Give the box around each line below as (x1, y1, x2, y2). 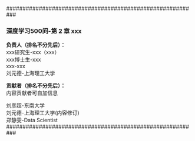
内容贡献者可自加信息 (6, 89, 58, 96)
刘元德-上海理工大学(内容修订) (6, 109, 80, 116)
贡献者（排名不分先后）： (6, 82, 66, 89)
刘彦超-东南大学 (6, 102, 45, 109)
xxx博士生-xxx (6, 56, 41, 63)
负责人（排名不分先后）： (6, 41, 66, 49)
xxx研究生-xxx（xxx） (6, 49, 60, 56)
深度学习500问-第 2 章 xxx (6, 26, 82, 35)
